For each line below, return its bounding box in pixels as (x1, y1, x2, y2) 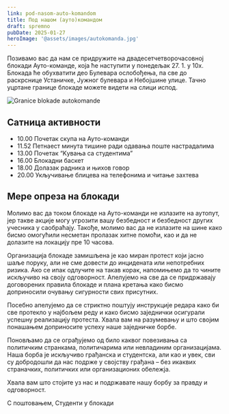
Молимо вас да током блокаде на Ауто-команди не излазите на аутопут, (7, 209, 220, 217)
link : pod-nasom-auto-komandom (7, 10, 96, 17)
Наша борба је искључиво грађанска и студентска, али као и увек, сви (7, 350, 215, 359)
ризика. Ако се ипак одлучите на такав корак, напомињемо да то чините (7, 266, 221, 274)
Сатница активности (7, 116, 101, 128)
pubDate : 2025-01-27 (7, 29, 66, 36)
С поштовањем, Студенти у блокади (7, 398, 114, 407)
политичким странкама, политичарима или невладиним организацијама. (7, 343, 222, 351)
